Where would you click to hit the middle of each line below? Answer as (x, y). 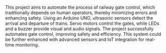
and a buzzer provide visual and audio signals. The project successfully (79, 29)
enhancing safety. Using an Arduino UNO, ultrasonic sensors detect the (79, 18)
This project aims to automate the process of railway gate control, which (80, 7)
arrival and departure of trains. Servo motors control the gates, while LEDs (82, 23)
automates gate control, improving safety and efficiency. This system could (83, 34)
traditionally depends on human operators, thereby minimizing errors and (81, 13)
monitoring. (27, 45)
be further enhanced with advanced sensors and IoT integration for (75, 39)
